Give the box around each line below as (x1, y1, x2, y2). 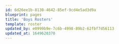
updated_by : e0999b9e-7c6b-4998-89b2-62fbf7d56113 (5, 26, 114, 31)
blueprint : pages (5, 12, 42, 17)
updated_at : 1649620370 (5, 31, 56, 36)
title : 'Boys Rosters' (5, 17, 53, 22)
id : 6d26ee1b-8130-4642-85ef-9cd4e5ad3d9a (5, 7, 96, 13)
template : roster (5, 21, 42, 27)
